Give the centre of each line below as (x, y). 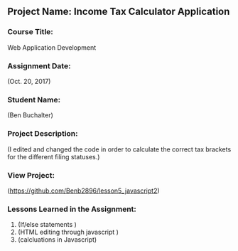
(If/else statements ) (47, 225)
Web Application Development (52, 47)
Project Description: (43, 134)
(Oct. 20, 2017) (29, 81)
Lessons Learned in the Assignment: (72, 209)
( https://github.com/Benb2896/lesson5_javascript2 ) (83, 191)
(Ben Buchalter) (30, 115)
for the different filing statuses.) (54, 156)
